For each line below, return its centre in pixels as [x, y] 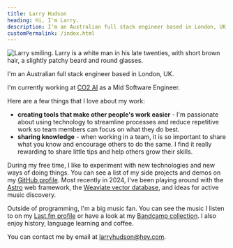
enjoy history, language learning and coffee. [70, 224]
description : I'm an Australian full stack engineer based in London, [112, 27]
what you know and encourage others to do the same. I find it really [114, 145]
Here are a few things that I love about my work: [76, 101]
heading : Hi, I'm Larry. [43, 20]
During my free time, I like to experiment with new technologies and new [111, 166]
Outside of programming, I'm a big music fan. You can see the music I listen [116, 209]
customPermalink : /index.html [51, 33]
